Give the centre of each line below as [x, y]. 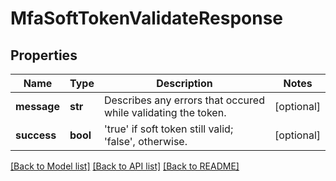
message [37, 106]
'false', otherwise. [145, 141]
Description [184, 83]
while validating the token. [165, 112]
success [36, 135]
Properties [44, 55]
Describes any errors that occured [184, 100]
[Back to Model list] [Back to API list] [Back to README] [125, 166]
